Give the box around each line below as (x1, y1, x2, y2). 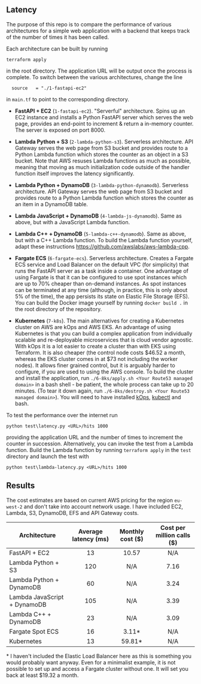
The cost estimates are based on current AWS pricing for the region (6, 496, 173, 504)
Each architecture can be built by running (6, 45, 108, 52)
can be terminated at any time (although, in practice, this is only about (14, 286, 188, 293)
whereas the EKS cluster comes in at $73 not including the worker (14, 355, 178, 362)
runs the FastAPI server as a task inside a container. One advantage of (14, 267, 189, 275)
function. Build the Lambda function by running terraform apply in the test (6, 446, 191, 453)
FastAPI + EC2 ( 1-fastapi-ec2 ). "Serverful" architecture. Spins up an (14, 107, 185, 114)
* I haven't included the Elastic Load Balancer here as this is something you (6, 652, 192, 659)
